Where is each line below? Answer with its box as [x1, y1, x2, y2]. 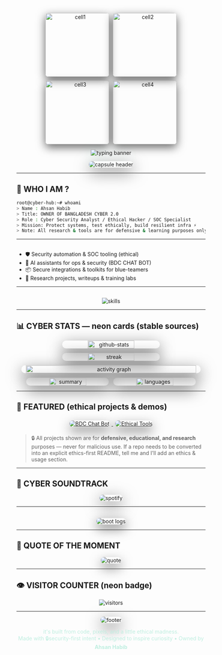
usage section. [31, 456, 68, 463]
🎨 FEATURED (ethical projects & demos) [16, 402, 167, 412]
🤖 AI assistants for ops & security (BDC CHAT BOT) [25, 259, 152, 266]
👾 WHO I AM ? [16, 184, 70, 194]
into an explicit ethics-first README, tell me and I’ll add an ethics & [31, 449, 196, 456]
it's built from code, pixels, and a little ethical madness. [43, 628, 179, 635]
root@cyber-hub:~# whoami [16, 200, 81, 206]
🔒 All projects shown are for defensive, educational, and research [31, 434, 196, 441]
